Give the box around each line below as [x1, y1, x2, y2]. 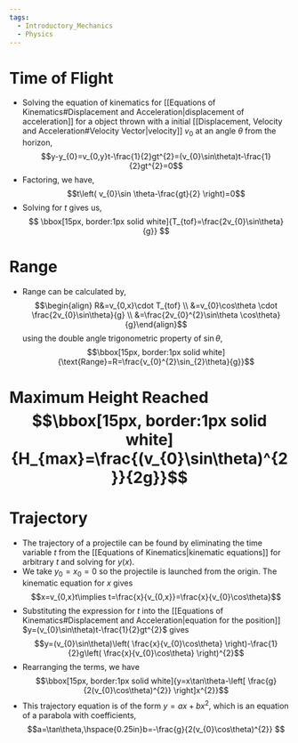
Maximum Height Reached [9, 388, 209, 408]
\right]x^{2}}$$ [173, 684, 230, 695]
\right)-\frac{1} [224, 638, 278, 649]
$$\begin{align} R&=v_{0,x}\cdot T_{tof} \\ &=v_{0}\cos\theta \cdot [34, 300, 278, 311]
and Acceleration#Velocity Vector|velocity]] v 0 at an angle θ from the [21, 125, 277, 139]
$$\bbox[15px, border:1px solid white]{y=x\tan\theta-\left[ [35, 675, 246, 686]
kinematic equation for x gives [21, 577, 133, 588]
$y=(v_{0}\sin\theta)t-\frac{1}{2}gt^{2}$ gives [21, 624, 189, 634]
